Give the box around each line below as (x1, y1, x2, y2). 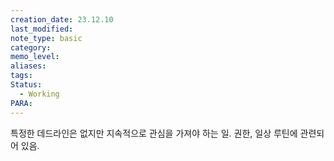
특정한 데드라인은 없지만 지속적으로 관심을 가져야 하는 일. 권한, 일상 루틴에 (10, 127, 298, 139)
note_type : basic (10, 33, 83, 43)
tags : (10, 71, 33, 81)
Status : (10, 80, 43, 90)
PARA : (10, 98, 33, 108)
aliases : (10, 61, 47, 71)
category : (10, 42, 52, 53)
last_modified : (10, 24, 74, 34)
